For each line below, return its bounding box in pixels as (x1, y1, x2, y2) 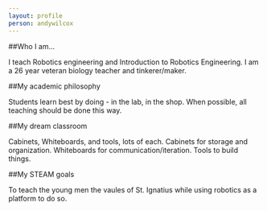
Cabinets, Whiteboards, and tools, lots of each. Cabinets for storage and (8, 136, 248, 146)
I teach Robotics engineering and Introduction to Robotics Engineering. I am (8, 57, 259, 67)
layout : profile (8, 11, 63, 20)
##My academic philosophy (8, 81, 101, 91)
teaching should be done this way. (8, 105, 122, 115)
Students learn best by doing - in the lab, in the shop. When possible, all (8, 97, 247, 106)
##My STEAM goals (8, 169, 75, 179)
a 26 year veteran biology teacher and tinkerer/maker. (8, 65, 187, 75)
